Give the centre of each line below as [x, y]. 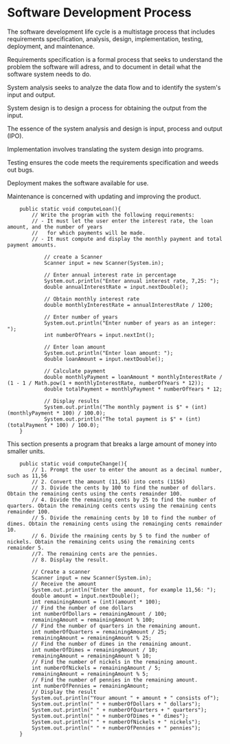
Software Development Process [100, 13]
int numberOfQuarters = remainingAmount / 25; [100, 632]
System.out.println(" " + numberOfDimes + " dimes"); [110, 716]
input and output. [32, 95]
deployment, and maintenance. [51, 46]
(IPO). [15, 136]
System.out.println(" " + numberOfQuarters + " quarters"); [119, 710]
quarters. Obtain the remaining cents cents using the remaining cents [112, 506]
